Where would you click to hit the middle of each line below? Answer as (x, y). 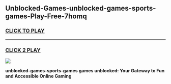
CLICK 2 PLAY (23, 50)
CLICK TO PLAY (25, 31)
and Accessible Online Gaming (38, 76)
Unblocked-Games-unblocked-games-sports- (81, 8)
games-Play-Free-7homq (46, 17)
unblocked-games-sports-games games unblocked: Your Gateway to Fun (85, 70)
